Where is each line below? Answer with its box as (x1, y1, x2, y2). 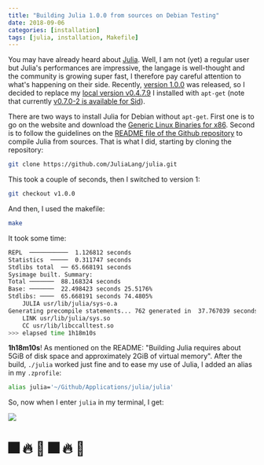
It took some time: (8, 233, 67, 243)
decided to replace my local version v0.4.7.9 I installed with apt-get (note (8, 88, 245, 98)
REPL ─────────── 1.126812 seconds (8, 248, 132, 256)
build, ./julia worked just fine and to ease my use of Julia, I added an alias (8, 360, 253, 369)
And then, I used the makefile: (8, 204, 105, 213)
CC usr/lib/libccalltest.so (22, 321, 114, 330)
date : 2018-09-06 (8, 19, 65, 27)
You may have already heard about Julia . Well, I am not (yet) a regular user (8, 55, 250, 64)
